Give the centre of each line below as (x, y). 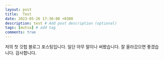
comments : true (21, 32)
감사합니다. (26, 53)
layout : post (18, 10)
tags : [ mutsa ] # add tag (30, 28)
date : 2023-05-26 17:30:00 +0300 (39, 19)
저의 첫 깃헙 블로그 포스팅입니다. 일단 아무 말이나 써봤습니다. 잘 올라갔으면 (75, 47)
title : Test (18, 14)
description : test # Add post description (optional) (61, 23)
